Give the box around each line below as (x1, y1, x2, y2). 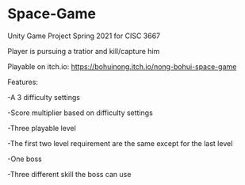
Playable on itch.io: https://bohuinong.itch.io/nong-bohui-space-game (7, 61, 237, 71)
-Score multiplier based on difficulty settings (7, 108, 154, 118)
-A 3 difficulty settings (7, 92, 81, 102)
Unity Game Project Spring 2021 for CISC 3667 (7, 31, 160, 40)
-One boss (7, 154, 43, 164)
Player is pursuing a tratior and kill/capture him (7, 46, 160, 56)
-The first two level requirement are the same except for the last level (7, 138, 233, 148)
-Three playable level (7, 123, 76, 133)
